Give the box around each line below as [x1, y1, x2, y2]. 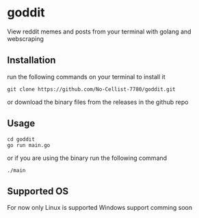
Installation [7, 55, 56, 66]
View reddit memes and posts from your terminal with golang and [7, 27, 191, 36]
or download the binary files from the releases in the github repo [7, 98, 189, 106]
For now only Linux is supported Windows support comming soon [7, 204, 193, 212]
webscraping [7, 34, 44, 42]
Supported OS [7, 185, 69, 197]
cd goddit [7, 135, 36, 143]
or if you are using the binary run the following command [7, 154, 168, 162]
